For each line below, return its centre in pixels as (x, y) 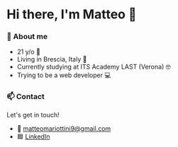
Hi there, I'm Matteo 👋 (72, 14)
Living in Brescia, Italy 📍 (52, 59)
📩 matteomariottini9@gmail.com (64, 128)
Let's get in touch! (33, 114)
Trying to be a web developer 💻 (64, 75)
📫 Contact (26, 97)
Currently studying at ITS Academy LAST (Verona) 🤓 (94, 67)
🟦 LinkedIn (33, 136)
